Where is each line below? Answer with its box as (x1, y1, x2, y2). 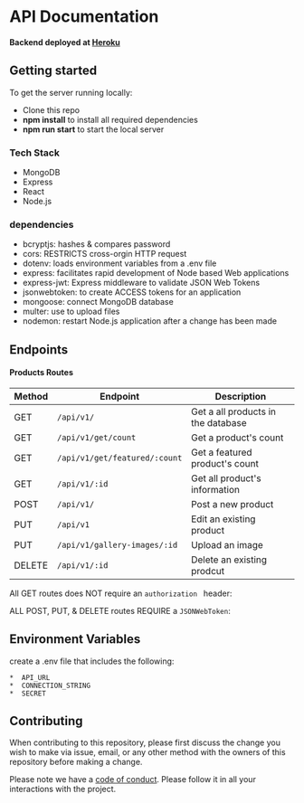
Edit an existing (191, 513, 256, 525)
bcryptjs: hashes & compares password (22, 239, 171, 250)
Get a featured (191, 446, 252, 458)
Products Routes (9, 367, 74, 378)
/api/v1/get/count (57, 432, 137, 442)
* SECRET (9, 689, 47, 698)
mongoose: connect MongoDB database (22, 297, 174, 307)
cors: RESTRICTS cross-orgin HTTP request (22, 249, 187, 260)
